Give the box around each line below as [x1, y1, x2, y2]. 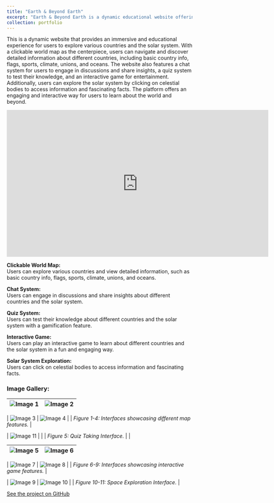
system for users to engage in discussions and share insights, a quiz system [6, 67, 192, 74]
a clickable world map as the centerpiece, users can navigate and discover [6, 48, 189, 55]
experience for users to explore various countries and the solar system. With [6, 42, 193, 49]
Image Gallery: [6, 385, 49, 393]
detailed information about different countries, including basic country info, [6, 54, 189, 62]
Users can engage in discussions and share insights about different [6, 292, 170, 299]
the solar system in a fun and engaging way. [6, 346, 114, 353]
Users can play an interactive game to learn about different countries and [6, 340, 184, 347]
